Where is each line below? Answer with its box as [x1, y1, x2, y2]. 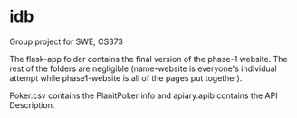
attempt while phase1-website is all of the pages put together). [9, 72, 243, 83]
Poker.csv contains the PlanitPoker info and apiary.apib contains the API [9, 90, 278, 101]
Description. [9, 99, 55, 110]
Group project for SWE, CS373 [9, 36, 124, 47]
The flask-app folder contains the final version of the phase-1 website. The [9, 53, 288, 64]
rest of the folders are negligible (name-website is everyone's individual [9, 63, 278, 74]
